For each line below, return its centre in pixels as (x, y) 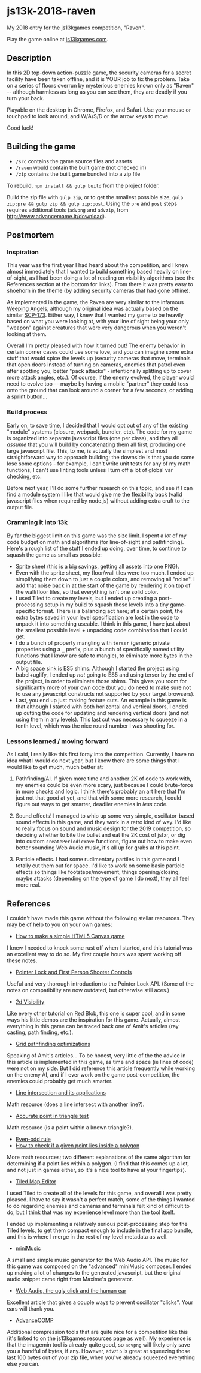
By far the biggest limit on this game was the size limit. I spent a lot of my (97, 536)
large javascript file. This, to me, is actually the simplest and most (87, 450)
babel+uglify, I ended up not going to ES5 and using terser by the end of (104, 675)
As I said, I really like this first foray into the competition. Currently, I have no (100, 755)
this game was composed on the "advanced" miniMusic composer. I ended (99, 1266)
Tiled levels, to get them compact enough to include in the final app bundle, (100, 1230)
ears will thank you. (31, 1308)
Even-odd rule (33, 1139)
